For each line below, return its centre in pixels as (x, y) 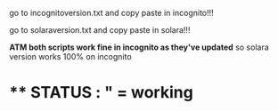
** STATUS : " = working (101, 93)
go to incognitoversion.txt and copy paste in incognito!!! (111, 13)
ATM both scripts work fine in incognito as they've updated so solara (139, 47)
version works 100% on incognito (70, 56)
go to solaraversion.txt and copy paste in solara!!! (100, 30)
